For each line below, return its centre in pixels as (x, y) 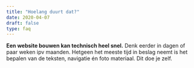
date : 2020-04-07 (28, 17)
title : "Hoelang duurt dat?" (43, 12)
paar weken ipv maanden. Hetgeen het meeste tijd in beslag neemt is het (97, 52)
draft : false (23, 23)
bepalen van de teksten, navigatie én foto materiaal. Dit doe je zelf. (89, 58)
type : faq (19, 29)
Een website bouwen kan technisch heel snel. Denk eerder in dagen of (96, 46)
